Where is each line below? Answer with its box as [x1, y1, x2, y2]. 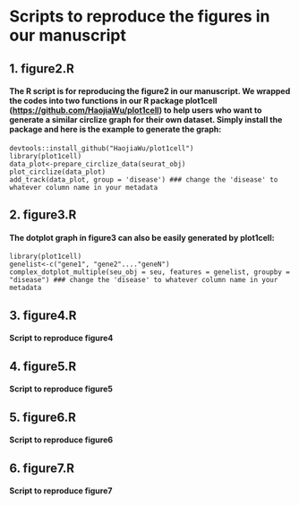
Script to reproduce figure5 [9, 383, 114, 395]
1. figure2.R [9, 61, 74, 76]
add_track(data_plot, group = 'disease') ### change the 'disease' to [9, 175, 278, 184]
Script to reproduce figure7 [9, 485, 113, 496]
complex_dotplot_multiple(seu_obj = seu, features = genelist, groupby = [9, 268, 291, 277]
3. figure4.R [9, 307, 77, 323]
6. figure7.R [9, 460, 74, 475]
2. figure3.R [9, 208, 77, 223]
